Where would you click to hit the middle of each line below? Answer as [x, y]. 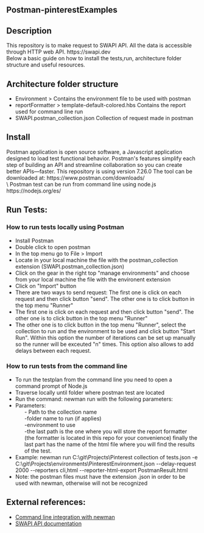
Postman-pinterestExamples [62, 10]
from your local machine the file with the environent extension [93, 279]
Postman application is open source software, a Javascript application [94, 152]
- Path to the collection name [61, 412]
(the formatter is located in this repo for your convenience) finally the [111, 437]
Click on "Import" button [46, 286]
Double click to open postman [53, 247]
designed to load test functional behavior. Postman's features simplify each [101, 158]
